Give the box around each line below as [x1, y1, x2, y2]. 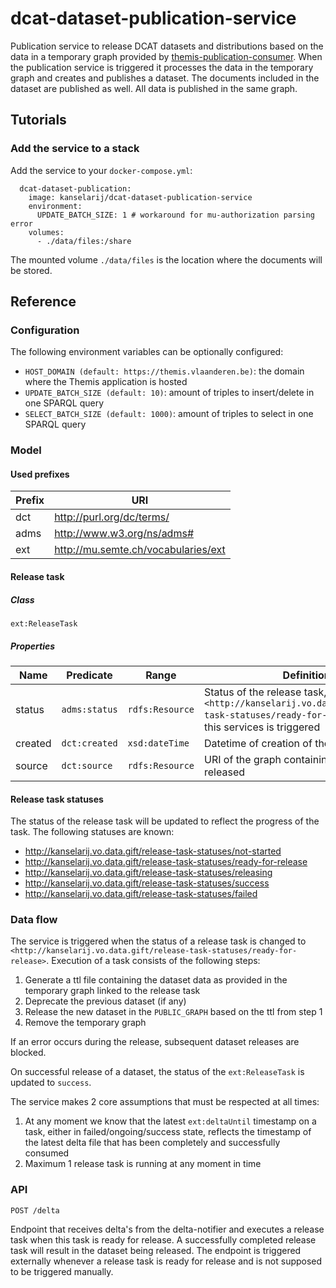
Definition [282, 668, 331, 682]
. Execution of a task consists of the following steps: [46, 955, 261, 967]
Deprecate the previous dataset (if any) [24, 995, 187, 1007]
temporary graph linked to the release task [24, 985, 201, 997]
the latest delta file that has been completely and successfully [24, 1137, 281, 1149]
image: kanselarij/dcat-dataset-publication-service [28, 192, 253, 202]
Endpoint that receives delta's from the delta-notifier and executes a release [10, 1223, 325, 1235]
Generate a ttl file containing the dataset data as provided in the [24, 974, 288, 986]
